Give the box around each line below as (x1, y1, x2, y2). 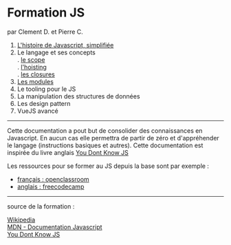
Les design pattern (16, 99, 71, 107)
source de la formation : (7, 202, 75, 211)
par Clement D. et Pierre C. (7, 28, 84, 36)
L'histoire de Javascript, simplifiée (16, 41, 114, 49)
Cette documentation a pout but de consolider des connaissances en (7, 126, 203, 135)
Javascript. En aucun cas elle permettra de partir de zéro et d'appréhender (7, 134, 220, 142)
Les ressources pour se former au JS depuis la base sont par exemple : (7, 162, 210, 170)
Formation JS (7, 5, 85, 21)
